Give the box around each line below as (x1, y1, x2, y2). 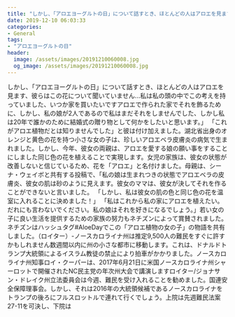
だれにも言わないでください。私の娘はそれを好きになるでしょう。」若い (7, 205, 212, 214)
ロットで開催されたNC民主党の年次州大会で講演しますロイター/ (13, 267, 197, 275)
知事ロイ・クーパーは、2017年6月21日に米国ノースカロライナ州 (31, 257, 215, 267)
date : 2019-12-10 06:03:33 (7, 17, 86, 24)
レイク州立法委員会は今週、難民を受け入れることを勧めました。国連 (25, 275, 222, 284)
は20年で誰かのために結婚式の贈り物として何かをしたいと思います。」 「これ (7, 117, 227, 126)
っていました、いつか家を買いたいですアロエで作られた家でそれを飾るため (7, 100, 222, 109)
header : (7, 50, 30, 57)
